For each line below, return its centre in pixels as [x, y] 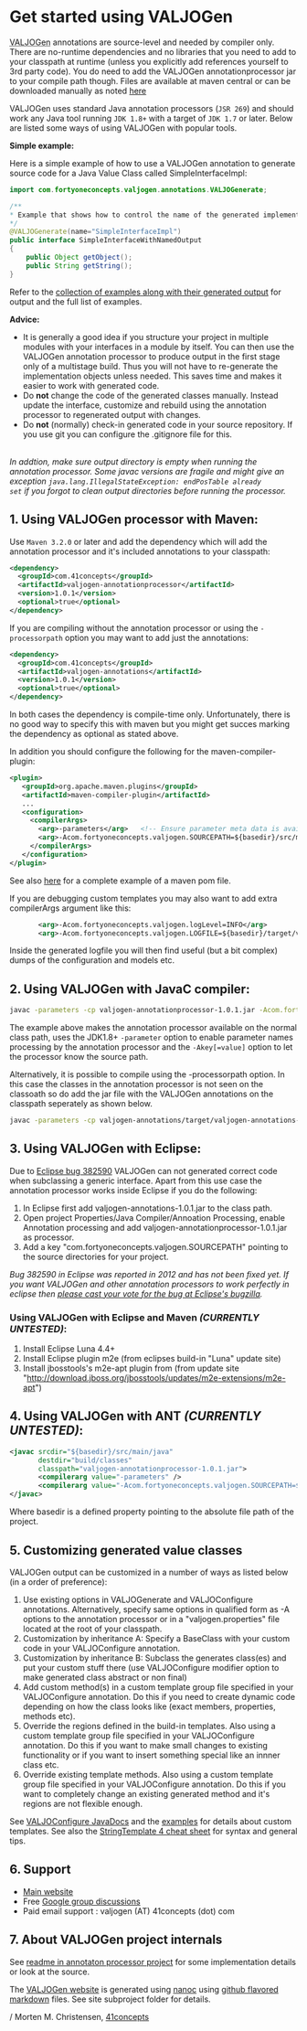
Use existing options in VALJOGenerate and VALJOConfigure [138, 1599]
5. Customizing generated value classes [126, 1550]
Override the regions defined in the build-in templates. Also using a [149, 1726]
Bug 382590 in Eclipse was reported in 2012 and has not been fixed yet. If [149, 1274]
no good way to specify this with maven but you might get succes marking [150, 724]
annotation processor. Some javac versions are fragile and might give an [147, 471]
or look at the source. [50, 1972]
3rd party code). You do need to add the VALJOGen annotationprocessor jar [153, 71]
